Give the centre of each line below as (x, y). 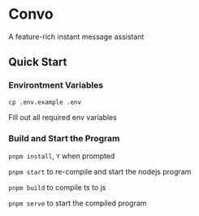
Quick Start (38, 62)
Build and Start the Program (64, 138)
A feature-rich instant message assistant (76, 37)
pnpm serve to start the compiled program (78, 203)
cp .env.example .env (45, 102)
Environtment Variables (56, 85)
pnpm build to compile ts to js (57, 187)
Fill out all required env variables (63, 117)
